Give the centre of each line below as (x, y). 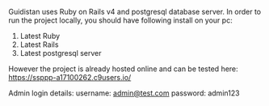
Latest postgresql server (61, 53)
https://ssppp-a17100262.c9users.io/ (70, 77)
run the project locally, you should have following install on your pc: (120, 20)
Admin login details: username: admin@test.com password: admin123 (124, 93)
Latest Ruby (40, 36)
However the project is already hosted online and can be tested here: (123, 69)
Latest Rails (39, 45)
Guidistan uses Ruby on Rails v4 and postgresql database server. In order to (134, 12)
